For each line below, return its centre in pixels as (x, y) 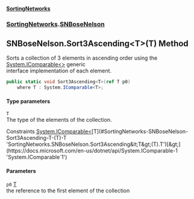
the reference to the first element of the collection (68, 191)
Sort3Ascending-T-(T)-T (36, 138)
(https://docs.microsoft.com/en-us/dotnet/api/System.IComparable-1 (92, 151)
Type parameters (28, 101)
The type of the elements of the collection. (59, 120)
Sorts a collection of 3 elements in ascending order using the (82, 58)
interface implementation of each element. (59, 71)
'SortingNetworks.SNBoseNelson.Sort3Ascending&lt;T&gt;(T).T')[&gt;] (93, 144)
